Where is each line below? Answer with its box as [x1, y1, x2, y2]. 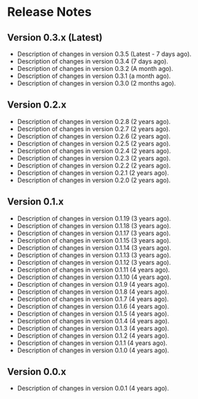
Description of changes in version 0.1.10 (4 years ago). [17, 273, 171, 281]
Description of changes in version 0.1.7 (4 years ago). [17, 294, 169, 303]
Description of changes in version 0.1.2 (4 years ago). [17, 331, 170, 340]
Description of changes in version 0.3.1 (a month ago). [17, 72, 171, 80]
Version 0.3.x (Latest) [7, 32, 103, 43]
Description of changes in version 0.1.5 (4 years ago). [17, 309, 169, 318]
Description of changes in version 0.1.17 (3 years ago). [17, 229, 171, 237]
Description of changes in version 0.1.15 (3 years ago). [17, 236, 171, 245]
